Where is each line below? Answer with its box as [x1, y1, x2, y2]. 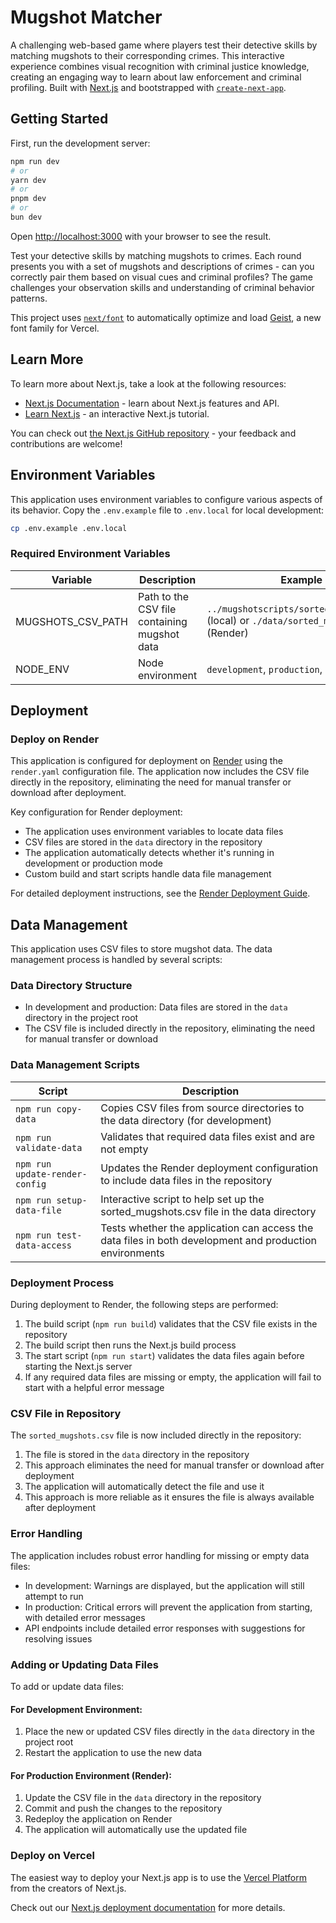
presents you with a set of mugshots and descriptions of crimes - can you [10, 260, 315, 272]
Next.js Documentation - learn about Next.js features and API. [24, 397, 280, 409]
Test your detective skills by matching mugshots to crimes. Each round [10, 249, 302, 261]
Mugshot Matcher [10, 6, 163, 29]
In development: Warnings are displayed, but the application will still [24, 1579, 305, 1591]
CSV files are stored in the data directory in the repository [24, 836, 263, 848]
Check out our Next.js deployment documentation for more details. [10, 1901, 286, 1913]
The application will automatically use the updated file [24, 1824, 248, 1836]
